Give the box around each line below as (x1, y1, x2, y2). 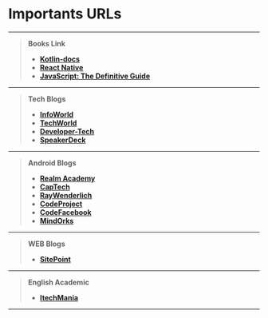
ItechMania (39, 292, 78, 302)
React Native (39, 62, 84, 72)
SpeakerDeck (39, 135, 86, 145)
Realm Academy (39, 173, 96, 183)
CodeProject (39, 199, 83, 209)
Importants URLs (8, 5, 122, 23)
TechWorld (39, 117, 77, 128)
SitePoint (39, 254, 72, 264)
